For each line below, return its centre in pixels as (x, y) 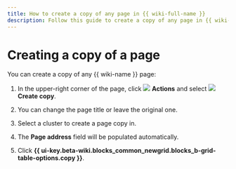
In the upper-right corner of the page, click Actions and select (112, 89)
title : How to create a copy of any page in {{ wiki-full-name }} (106, 14)
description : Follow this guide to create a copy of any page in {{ (110, 20)
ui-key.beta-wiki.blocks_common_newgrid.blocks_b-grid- (129, 151)
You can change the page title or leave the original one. (97, 110)
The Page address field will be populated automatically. (98, 137)
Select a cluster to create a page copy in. (77, 123)
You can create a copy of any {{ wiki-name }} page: (82, 74)
